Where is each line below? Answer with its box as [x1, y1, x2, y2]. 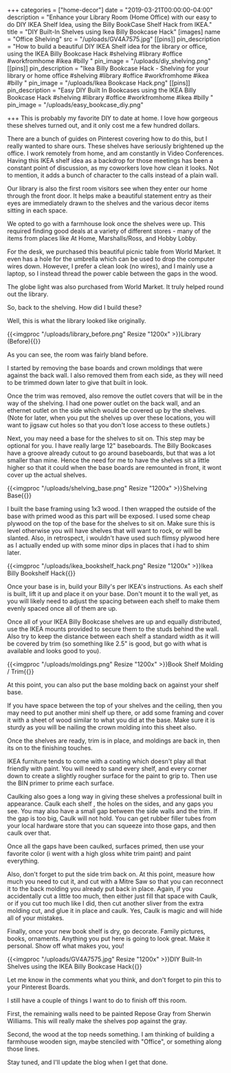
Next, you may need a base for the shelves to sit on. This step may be [7, 434, 205, 442]
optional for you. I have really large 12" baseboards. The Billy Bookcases [7, 442, 212, 449]
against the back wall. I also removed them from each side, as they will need [7, 371, 223, 379]
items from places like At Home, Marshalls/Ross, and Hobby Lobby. [7, 234, 198, 242]
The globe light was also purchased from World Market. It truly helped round [7, 283, 224, 291]
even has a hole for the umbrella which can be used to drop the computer [7, 255, 215, 263]
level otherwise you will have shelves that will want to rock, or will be [7, 527, 201, 534]
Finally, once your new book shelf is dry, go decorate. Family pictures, [7, 927, 206, 935]
